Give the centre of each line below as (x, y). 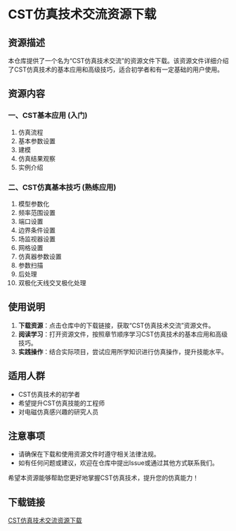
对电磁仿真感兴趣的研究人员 (58, 412)
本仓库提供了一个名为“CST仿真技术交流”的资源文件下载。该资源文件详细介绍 (118, 61)
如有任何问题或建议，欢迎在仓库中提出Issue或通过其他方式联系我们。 (118, 463)
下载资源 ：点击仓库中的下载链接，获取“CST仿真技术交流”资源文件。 (116, 325)
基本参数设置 (37, 140)
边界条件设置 (37, 230)
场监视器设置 (37, 239)
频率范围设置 (37, 212)
